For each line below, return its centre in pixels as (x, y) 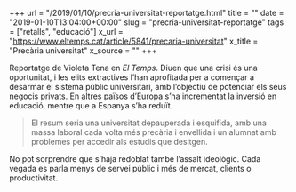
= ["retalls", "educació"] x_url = (66, 32)
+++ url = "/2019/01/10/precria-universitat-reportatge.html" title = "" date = (147, 13)
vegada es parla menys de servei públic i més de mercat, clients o (130, 168)
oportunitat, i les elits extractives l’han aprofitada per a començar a (132, 77)
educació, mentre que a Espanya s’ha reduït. (91, 105)
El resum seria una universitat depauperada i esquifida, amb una (148, 123)
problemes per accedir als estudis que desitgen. (120, 142)
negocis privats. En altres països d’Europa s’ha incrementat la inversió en (143, 96)
